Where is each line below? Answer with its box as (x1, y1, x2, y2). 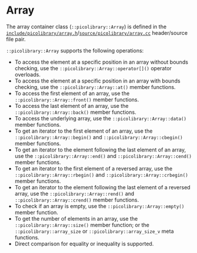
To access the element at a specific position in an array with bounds (14, 77, 181, 84)
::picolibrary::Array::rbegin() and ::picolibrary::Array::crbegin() (14, 171, 189, 178)
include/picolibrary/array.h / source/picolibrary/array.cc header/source (6, 29, 188, 36)
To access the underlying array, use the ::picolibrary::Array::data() (14, 114, 187, 121)
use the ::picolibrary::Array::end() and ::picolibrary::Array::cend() (14, 152, 192, 159)
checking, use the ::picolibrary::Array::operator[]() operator (14, 64, 172, 71)
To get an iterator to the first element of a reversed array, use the (14, 165, 173, 172)
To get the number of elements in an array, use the (14, 215, 138, 222)
